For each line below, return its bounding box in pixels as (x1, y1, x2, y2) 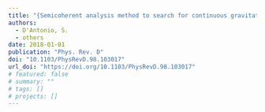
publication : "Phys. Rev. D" (8, 48, 104, 56)
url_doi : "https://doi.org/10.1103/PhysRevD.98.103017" (8, 63, 196, 71)
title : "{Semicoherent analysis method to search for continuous (8, 11, 227, 20)
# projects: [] (8, 92, 58, 100)
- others (15, 33, 44, 42)
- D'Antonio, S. (15, 26, 69, 34)
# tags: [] (8, 84, 44, 93)
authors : (8, 19, 37, 27)
